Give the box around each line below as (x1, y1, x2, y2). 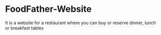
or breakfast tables (5, 25, 44, 31)
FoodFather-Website (5, 3, 92, 15)
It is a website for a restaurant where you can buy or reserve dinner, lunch (5, 20, 156, 26)
